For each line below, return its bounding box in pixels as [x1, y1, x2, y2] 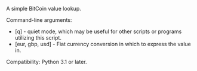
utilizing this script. [14, 34, 61, 41]
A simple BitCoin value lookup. [6, 5, 82, 12]
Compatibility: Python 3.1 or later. [6, 59, 88, 65]
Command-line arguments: [6, 17, 72, 23]
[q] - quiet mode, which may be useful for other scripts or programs [14, 28, 182, 35]
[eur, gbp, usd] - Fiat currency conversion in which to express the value [14, 41, 191, 47]
